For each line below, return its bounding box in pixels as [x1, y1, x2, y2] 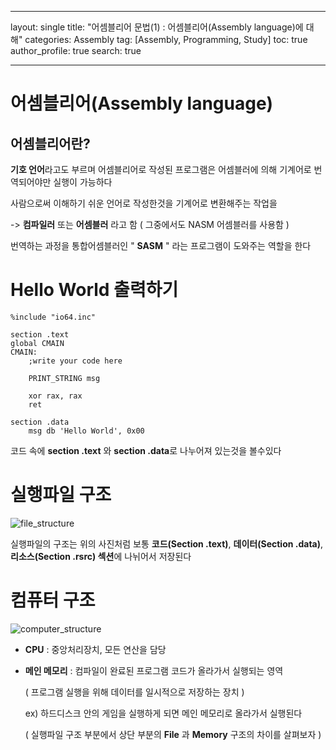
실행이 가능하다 [53, 176, 113, 188]
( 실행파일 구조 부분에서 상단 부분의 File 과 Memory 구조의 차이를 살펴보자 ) [24, 728, 322, 740]
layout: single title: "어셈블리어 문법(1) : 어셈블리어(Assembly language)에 [10, 21, 304, 33]
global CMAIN [10, 338, 65, 348]
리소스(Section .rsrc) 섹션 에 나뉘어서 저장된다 [10, 550, 192, 562]
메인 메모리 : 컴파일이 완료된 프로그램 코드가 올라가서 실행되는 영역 [24, 664, 284, 676]
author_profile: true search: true [10, 45, 142, 56]
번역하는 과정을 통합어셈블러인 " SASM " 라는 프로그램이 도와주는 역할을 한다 [10, 240, 312, 251]
